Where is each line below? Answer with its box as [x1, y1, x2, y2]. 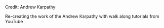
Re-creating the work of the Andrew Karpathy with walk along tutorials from [5, 14, 160, 19]
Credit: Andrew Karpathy [5, 4, 56, 10]
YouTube [5, 19, 23, 24]
